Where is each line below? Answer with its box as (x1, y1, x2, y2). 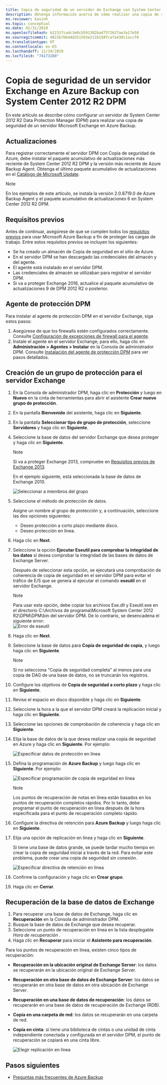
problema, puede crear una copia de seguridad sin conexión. (12, 855, 138, 860)
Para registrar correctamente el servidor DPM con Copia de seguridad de (5, 150, 156, 156)
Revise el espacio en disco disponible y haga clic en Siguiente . (12, 696, 142, 702)
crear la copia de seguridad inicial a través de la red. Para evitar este (12, 850, 153, 856)
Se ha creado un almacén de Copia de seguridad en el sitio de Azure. (12, 248, 155, 254)
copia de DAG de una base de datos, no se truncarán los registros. (12, 672, 149, 678)
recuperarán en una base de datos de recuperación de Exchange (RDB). (12, 1002, 161, 1008)
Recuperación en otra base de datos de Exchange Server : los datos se (12, 977, 160, 983)
